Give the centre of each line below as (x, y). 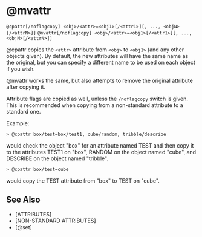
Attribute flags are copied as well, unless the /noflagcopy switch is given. (97, 99)
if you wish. (21, 69)
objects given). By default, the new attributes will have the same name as (97, 56)
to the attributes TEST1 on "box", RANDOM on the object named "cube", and (101, 152)
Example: (18, 123)
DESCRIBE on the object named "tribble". (57, 158)
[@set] (23, 227)
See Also (23, 200)
